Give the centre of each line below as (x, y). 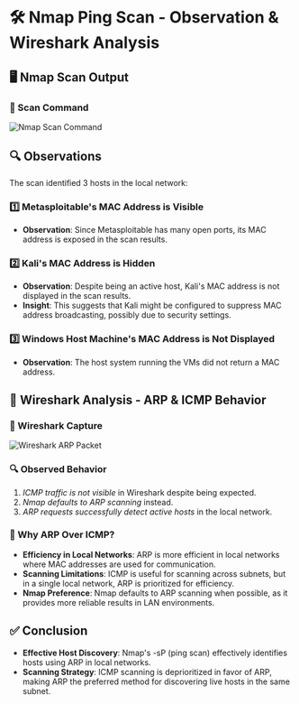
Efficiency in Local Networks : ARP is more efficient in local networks (151, 554)
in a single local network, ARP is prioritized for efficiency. (128, 583)
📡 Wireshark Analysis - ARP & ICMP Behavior (138, 399)
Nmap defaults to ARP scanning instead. (98, 502)
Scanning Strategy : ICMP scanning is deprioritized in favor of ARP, (147, 672)
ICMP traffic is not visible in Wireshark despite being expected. (139, 492)
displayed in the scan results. (77, 296)
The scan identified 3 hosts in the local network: (99, 182)
